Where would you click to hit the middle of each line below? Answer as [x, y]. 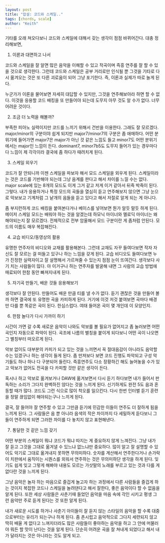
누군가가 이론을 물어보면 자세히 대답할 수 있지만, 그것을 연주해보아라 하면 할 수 [80, 94]
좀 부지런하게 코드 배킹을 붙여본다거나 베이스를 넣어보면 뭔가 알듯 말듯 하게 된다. [82, 208]
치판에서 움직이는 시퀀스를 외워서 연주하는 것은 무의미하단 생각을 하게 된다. [82, 459]
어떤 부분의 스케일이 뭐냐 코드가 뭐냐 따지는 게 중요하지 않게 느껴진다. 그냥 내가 [81, 441]
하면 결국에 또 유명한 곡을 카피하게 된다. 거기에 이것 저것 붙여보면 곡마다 [79, 299]
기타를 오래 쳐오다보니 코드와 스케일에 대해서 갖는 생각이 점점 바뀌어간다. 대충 [79, 38]
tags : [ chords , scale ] [28, 19]
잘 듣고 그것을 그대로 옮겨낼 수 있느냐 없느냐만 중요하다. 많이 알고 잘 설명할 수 [79, 447]
